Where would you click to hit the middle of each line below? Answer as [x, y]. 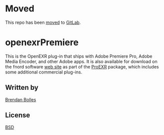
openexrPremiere [42, 42]
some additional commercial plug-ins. [44, 72]
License [18, 115]
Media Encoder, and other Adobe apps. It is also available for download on [81, 61]
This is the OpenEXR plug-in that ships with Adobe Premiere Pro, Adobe [79, 56]
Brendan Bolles [21, 99]
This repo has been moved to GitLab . [43, 22]
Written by [22, 88]
